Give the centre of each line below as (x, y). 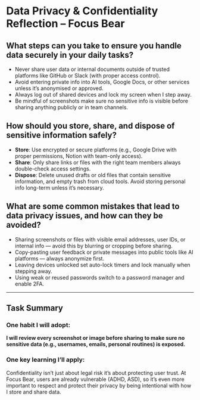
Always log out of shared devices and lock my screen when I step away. (103, 94)
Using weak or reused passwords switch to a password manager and (99, 277)
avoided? (24, 225)
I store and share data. (34, 392)
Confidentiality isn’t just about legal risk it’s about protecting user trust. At (96, 373)
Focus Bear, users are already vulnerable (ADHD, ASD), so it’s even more (95, 379)
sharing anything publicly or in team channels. (71, 107)
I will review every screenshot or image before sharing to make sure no (96, 338)
